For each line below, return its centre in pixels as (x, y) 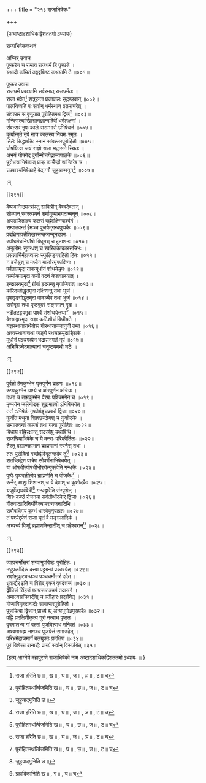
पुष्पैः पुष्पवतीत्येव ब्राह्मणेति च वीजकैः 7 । (43, 475)
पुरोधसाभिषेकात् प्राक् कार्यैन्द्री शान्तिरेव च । (47, 162)
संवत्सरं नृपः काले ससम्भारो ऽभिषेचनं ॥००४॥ (49, 128)
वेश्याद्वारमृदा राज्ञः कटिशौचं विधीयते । (41, 319)
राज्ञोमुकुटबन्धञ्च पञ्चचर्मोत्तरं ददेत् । (41, 576)
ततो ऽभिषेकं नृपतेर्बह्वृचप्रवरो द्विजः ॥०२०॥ (45, 411)
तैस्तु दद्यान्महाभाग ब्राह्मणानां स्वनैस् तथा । (46, 446)
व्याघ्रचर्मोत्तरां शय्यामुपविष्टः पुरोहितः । (41, 562)
